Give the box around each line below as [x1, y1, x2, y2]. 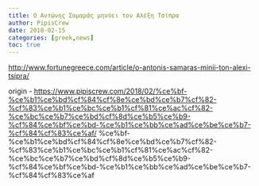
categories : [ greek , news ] [8, 33, 94, 42]
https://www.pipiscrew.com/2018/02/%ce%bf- [33, 86, 187, 96]
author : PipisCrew [8, 19, 69, 27]
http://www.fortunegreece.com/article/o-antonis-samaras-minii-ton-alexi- [8, 63, 252, 72]
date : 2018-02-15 [8, 26, 66, 34]
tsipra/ [8, 71, 29, 81]
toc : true [8, 41, 41, 49]
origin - [8, 86, 33, 96]
